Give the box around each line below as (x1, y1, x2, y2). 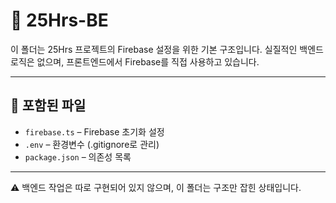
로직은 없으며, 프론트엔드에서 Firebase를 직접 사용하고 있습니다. (10, 55, 260, 68)
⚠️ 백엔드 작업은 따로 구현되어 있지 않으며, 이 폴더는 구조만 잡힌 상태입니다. (10, 181, 302, 193)
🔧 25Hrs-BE (10, 9, 109, 32)
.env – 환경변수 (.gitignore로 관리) (24, 138, 160, 150)
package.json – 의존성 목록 (24, 150, 132, 163)
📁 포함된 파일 (10, 97, 87, 114)
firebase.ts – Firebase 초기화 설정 (24, 125, 165, 138)
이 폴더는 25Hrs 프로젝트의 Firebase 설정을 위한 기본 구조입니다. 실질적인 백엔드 (10, 43, 324, 55)
